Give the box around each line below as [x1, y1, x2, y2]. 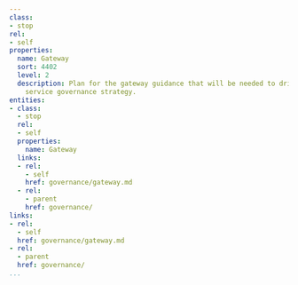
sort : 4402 [17, 63, 58, 72]
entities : [9, 95, 46, 105]
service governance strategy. [25, 87, 137, 96]
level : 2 [17, 71, 50, 80]
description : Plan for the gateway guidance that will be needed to [17, 79, 276, 88]
